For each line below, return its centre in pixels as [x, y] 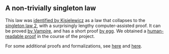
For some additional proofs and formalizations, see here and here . [74, 46]
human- [155, 31]
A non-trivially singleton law [51, 8]
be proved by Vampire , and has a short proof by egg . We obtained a [76, 31]
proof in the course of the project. [60, 36]
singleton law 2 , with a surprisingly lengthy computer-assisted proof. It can [83, 25]
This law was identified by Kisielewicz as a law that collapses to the [75, 20]
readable [14, 36]
